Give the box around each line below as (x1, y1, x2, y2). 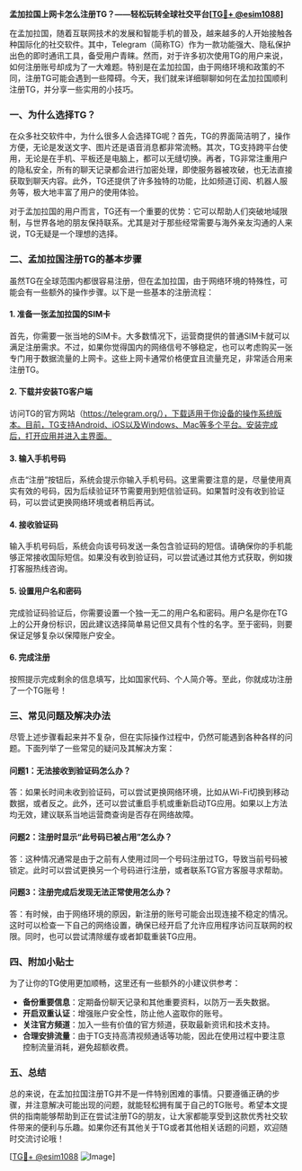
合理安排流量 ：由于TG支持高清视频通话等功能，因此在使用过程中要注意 (22, 1031, 286, 1042)
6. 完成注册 (9, 652, 51, 663)
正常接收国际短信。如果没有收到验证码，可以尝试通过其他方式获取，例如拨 (16, 552, 293, 563)
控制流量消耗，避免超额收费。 (22, 1042, 133, 1052)
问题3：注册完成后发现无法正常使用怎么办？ (9, 887, 173, 898)
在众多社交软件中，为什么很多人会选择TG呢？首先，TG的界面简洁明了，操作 (9, 130, 291, 142)
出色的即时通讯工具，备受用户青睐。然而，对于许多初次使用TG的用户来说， (9, 50, 289, 61)
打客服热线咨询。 (9, 563, 73, 574)
